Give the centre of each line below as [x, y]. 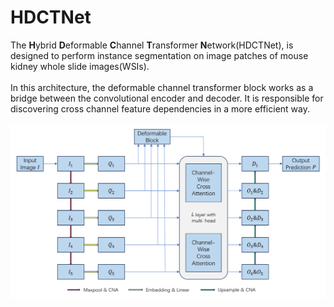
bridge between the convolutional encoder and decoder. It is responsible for [167, 98]
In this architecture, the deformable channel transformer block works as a [162, 87]
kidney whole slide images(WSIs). [80, 66]
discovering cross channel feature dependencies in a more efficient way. [160, 108]
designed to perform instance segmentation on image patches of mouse [159, 55]
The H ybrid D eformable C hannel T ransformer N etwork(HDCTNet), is [152, 45]
